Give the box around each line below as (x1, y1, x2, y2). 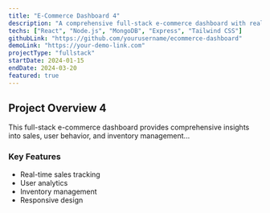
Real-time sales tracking (19, 170, 100, 179)
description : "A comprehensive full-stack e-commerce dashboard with (8, 19, 247, 27)
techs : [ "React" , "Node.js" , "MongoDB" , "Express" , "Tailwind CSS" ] (8, 27, 243, 35)
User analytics (19, 178, 68, 187)
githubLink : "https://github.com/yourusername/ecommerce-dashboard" (8, 34, 243, 43)
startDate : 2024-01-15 (8, 57, 84, 65)
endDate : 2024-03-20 (8, 64, 78, 72)
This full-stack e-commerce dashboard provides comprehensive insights (8, 122, 250, 133)
